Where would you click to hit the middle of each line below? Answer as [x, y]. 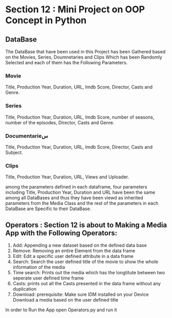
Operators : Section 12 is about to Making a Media [86, 225]
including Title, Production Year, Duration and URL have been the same [80, 192]
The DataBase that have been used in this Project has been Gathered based [85, 52]
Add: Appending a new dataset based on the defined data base [80, 245]
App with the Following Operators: [61, 233]
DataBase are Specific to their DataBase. [48, 209]
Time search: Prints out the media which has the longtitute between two [89, 273]
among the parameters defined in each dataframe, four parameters [76, 187]
